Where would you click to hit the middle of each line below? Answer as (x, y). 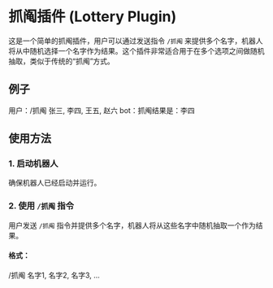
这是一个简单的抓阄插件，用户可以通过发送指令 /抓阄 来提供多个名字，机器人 (136, 41)
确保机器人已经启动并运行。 (55, 183)
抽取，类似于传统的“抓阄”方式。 (62, 61)
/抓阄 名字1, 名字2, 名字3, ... (54, 275)
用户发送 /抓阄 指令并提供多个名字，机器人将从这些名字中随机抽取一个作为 (132, 225)
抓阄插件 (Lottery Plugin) (93, 17)
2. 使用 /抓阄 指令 (41, 206)
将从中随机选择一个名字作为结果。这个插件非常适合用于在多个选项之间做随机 (136, 50)
